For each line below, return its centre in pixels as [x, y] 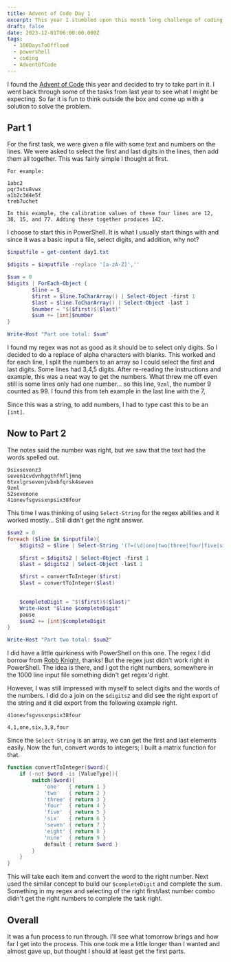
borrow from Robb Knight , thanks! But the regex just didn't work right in [108, 660]
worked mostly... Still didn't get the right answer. [76, 520]
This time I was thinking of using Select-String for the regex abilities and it [113, 512]
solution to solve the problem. [49, 106]
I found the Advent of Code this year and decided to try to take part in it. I [111, 84]
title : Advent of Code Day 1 [49, 13]
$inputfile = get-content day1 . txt [58, 252]
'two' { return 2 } [75, 793]
